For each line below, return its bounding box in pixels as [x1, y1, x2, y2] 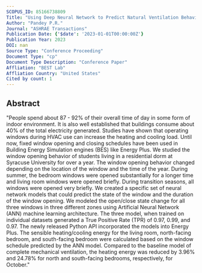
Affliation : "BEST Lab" [6, 64, 66, 71]
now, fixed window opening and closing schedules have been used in [6, 140, 179, 147]
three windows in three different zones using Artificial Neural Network [6, 203, 179, 210]
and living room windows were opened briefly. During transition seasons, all [6, 178, 194, 185]
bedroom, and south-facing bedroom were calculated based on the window [6, 235, 194, 242]
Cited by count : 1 [6, 76, 52, 82]
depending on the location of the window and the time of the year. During [6, 165, 188, 172]
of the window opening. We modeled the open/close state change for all [6, 197, 185, 204]
